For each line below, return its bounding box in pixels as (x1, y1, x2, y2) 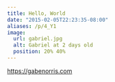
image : (7, 29, 26, 36)
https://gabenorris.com (7, 66, 73, 75)
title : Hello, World (7, 10, 66, 17)
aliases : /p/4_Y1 (7, 23, 57, 29)
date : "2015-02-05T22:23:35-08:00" (7, 16, 109, 23)
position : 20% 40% (13, 49, 66, 55)
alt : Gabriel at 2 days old (13, 42, 94, 49)
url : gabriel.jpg (13, 36, 63, 42)
